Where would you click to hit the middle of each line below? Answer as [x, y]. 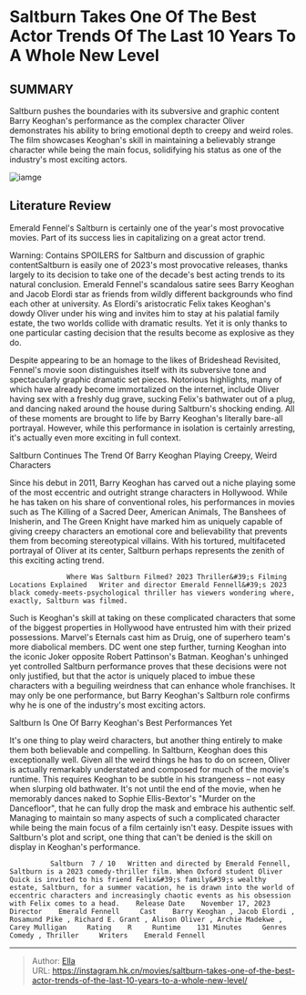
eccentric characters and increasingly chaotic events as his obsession [150, 896]
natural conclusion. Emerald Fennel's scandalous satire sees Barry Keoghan [152, 284]
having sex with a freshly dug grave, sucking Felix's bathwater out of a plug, [153, 399]
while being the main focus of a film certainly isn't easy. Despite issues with [151, 827]
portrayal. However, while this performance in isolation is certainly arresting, [153, 428]
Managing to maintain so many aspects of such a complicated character [145, 817]
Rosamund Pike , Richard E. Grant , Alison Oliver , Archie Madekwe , [146, 919]
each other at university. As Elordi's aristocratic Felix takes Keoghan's [140, 304]
